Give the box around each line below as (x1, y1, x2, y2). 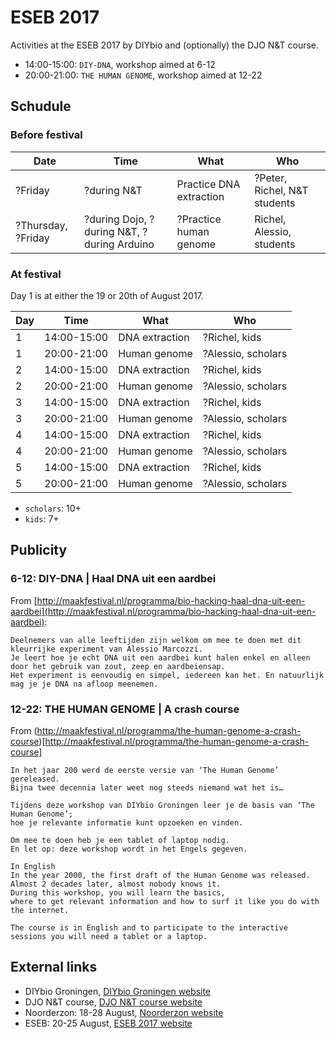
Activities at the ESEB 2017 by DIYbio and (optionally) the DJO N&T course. (10, 39, 320, 51)
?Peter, (254, 171, 288, 185)
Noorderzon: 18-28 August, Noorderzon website (24, 1006, 224, 1018)
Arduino (116, 237, 155, 251)
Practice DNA (176, 177, 241, 191)
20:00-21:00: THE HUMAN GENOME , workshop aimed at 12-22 (24, 69, 263, 81)
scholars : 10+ (24, 502, 82, 514)
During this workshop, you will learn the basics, (10, 887, 226, 898)
